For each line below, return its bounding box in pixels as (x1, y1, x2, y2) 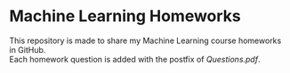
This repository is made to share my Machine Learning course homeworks (9, 35, 282, 46)
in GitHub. (9, 44, 46, 55)
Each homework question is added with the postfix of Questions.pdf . (9, 54, 261, 64)
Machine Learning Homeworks (9, 6, 242, 26)
